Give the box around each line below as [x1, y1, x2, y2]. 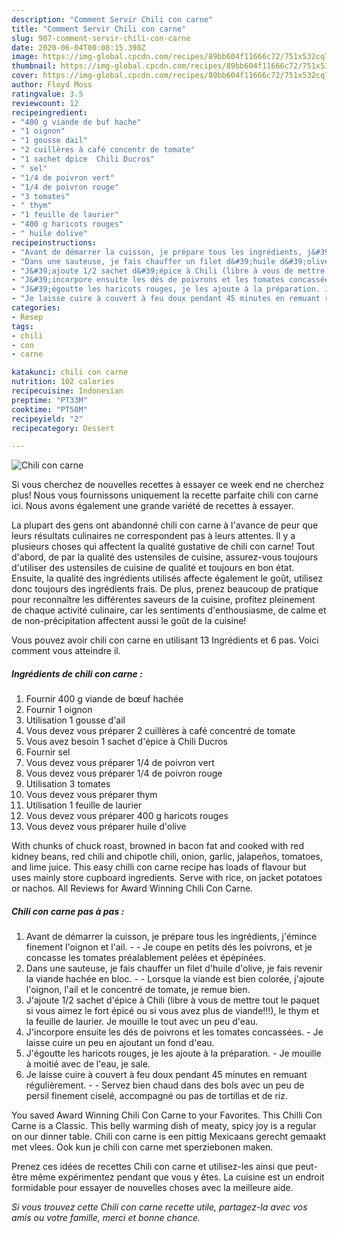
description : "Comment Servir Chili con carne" [11, 14, 214, 25]
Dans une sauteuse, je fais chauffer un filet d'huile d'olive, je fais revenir [25, 962, 323, 975]
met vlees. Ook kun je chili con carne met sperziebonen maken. [11, 1141, 274, 1153]
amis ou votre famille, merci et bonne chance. [11, 1212, 201, 1224]
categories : [11, 303, 61, 313]
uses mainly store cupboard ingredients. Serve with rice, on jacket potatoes [11, 872, 323, 884]
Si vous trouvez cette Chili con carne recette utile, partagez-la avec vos [11, 1201, 308, 1213]
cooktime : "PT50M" [11, 404, 88, 415]
